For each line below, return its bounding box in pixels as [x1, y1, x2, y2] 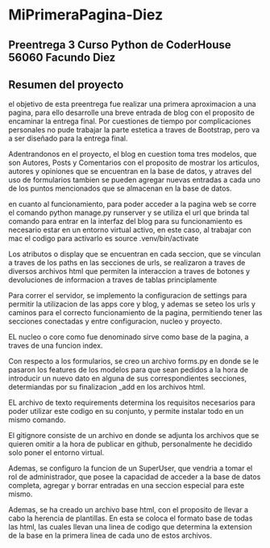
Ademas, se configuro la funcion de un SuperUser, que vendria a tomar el [8, 463, 253, 474]
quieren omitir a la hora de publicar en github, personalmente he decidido [8, 439, 252, 449]
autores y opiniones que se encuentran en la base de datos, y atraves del [8, 167, 252, 176]
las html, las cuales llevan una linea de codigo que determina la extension [8, 522, 252, 532]
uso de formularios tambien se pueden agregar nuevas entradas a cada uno [8, 175, 260, 185]
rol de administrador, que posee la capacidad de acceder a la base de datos [8, 472, 261, 482]
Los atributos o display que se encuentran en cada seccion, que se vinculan [8, 249, 261, 259]
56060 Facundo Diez [8, 50, 116, 64]
